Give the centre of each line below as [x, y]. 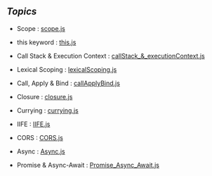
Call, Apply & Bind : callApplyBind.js [68, 83]
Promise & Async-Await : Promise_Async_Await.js [88, 165]
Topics [22, 12]
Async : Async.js [41, 151]
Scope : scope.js [41, 28]
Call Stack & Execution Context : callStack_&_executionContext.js [111, 56]
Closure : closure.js [45, 96]
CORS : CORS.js [40, 137]
